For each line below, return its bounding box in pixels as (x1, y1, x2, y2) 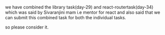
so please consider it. (5, 24, 49, 30)
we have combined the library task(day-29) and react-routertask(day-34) (5, 4, 154, 10)
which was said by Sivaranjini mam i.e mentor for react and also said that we (5, 9, 161, 15)
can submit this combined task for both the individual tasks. (5, 15, 127, 20)
